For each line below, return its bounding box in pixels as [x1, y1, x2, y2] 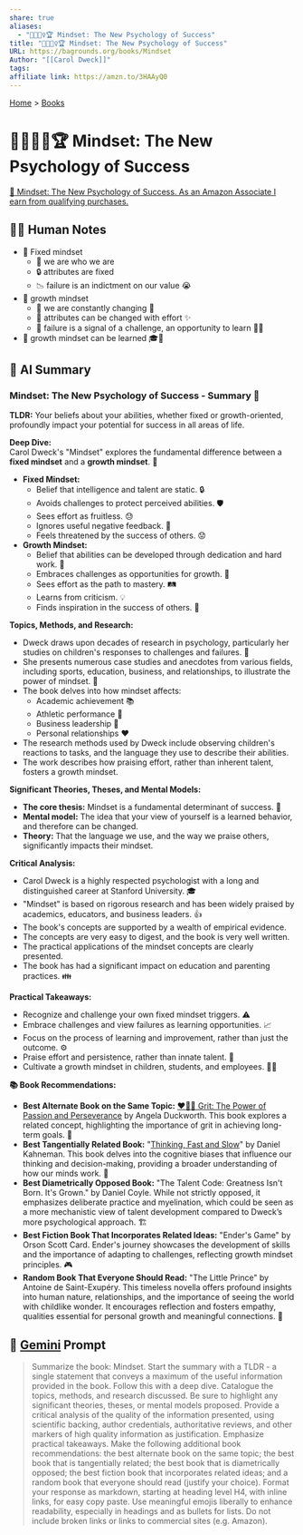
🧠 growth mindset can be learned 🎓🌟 [22, 332, 165, 343]
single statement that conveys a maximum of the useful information [31, 1371, 283, 1382]
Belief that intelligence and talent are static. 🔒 [35, 484, 205, 495]
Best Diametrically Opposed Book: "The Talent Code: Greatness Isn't [22, 1178, 283, 1188]
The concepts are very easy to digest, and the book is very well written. [22, 932, 290, 943]
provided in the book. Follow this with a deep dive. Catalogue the [31, 1381, 274, 1391]
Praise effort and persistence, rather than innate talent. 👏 [22, 1051, 235, 1062]
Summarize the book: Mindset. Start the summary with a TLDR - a [31, 1362, 278, 1372]
